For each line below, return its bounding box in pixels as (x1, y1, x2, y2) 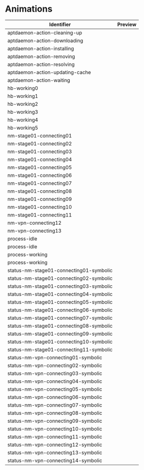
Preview (117, 21, 137, 28)
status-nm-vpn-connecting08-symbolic (7, 410, 103, 416)
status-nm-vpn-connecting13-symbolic (7, 449, 103, 456)
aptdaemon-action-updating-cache (7, 69, 91, 76)
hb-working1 (7, 93, 38, 99)
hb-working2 (7, 100, 38, 107)
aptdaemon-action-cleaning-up (7, 29, 82, 36)
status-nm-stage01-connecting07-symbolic (7, 314, 113, 321)
